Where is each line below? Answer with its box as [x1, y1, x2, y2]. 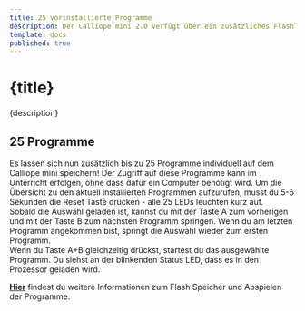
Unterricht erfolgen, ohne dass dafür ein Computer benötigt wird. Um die [9, 178, 282, 188]
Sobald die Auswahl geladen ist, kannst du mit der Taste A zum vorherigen [9, 206, 289, 217]
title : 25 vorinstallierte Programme [9, 13, 152, 23]
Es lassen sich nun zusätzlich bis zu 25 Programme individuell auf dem [9, 158, 275, 169]
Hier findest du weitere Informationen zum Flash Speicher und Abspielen [9, 282, 282, 292]
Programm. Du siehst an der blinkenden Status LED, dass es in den [9, 255, 260, 265]
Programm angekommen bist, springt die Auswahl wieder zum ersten [9, 226, 269, 236]
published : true [9, 38, 71, 48]
